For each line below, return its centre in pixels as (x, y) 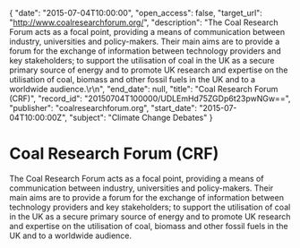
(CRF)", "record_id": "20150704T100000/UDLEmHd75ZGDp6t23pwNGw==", (150, 98)
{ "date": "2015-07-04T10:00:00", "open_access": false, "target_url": (136, 13)
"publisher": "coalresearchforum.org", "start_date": (103, 108)
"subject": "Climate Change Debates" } (141, 117)
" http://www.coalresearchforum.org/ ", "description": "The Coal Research (144, 22)
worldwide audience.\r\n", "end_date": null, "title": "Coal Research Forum (144, 89)
